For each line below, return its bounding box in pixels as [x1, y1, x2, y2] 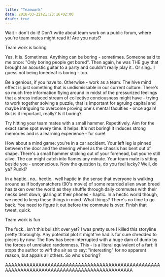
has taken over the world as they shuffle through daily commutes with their [5, 186, 157, 192]
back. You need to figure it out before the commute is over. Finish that [5, 202, 147, 208]
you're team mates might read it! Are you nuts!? [5, 35, 101, 41]
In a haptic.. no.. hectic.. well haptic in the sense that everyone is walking [5, 176, 154, 182]
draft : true [5, 16, 30, 21]
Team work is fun [5, 217, 40, 223]
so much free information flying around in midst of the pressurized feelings [5, 90, 158, 96]
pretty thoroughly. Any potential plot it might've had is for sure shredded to [5, 232, 157, 238]
